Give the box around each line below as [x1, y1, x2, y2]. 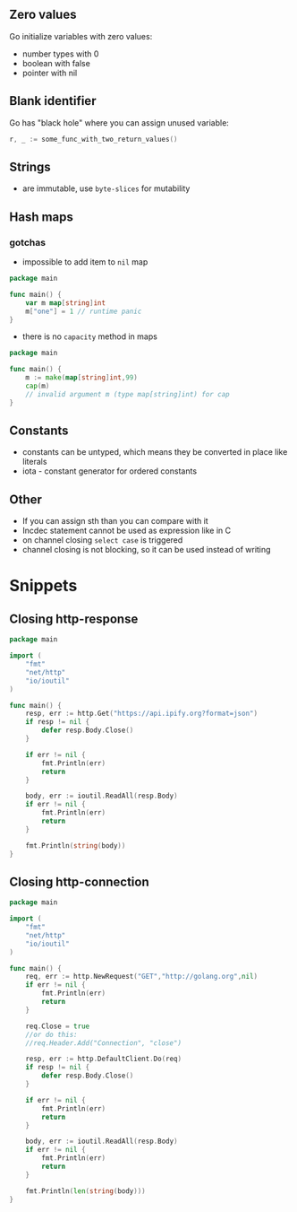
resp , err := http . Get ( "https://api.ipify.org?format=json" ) [25, 709, 258, 719]
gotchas [9, 236, 47, 249]
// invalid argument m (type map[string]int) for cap [25, 389, 230, 398]
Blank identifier [9, 93, 97, 109]
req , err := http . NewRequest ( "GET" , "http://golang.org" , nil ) [25, 972, 258, 981]
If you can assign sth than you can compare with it [21, 516, 208, 527]
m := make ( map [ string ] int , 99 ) [25, 373, 139, 382]
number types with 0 [21, 48, 99, 59]
